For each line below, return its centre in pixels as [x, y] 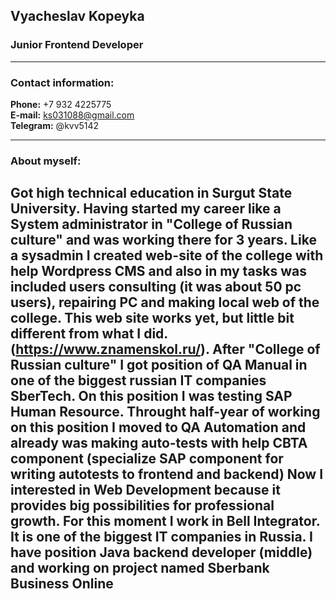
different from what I [76, 334]
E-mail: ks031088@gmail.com [72, 115]
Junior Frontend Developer [77, 45]
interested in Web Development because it [145, 490]
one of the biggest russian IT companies [138, 380]
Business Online [62, 584]
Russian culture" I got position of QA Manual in [159, 365]
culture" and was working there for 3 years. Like [163, 240]
